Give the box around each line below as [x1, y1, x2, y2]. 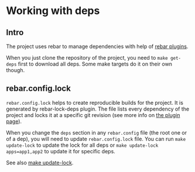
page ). [6, 118, 22, 125]
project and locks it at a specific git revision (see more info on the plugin [6, 111, 180, 118]
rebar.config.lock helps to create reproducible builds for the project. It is [6, 99, 183, 106]
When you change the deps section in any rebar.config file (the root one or [6, 129, 187, 136]
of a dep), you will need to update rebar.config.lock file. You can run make [6, 135, 186, 142]
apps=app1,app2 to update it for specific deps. [6, 147, 115, 154]
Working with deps [6, 4, 100, 18]
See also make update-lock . [6, 159, 74, 166]
